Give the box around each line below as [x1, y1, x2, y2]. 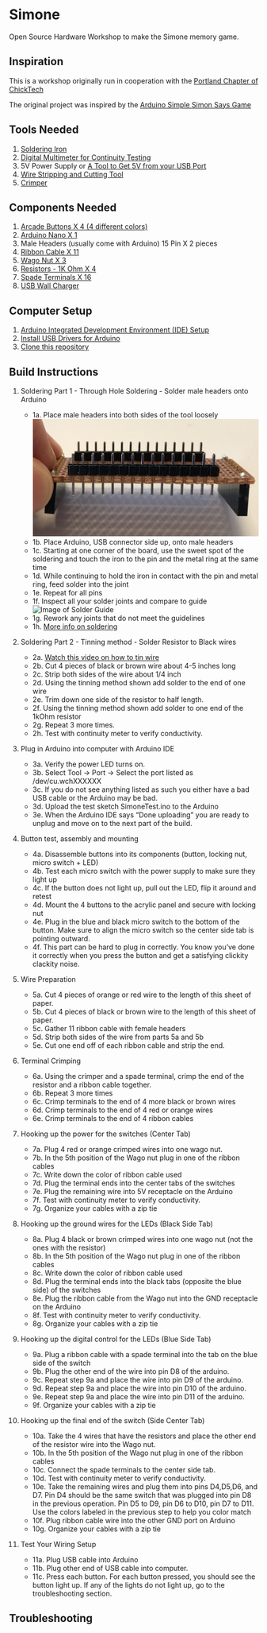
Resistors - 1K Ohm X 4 [20, 264, 97, 273]
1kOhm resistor [32, 712, 82, 721]
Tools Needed [9, 123, 79, 137]
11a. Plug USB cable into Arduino [32, 1554, 139, 1564]
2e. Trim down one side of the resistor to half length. [32, 694, 204, 704]
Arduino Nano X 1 [20, 231, 78, 240]
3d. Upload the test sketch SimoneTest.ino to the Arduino [32, 801, 219, 811]
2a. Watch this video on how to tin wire [32, 652, 159, 661]
